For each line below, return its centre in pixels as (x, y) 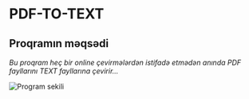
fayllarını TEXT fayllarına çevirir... (64, 71)
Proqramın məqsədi (59, 44)
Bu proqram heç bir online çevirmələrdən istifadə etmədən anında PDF (125, 62)
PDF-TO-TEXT (57, 14)
